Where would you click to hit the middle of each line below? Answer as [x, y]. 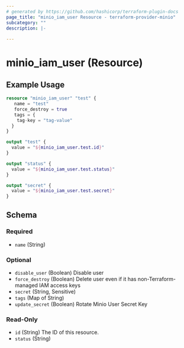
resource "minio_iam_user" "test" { [51, 98]
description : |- [26, 28]
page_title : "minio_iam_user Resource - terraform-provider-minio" [91, 17]
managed [26, 285]
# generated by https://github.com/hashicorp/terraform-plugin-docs [92, 12]
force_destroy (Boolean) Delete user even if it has [75, 279]
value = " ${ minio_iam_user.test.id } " [58, 148]
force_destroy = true [41, 109]
